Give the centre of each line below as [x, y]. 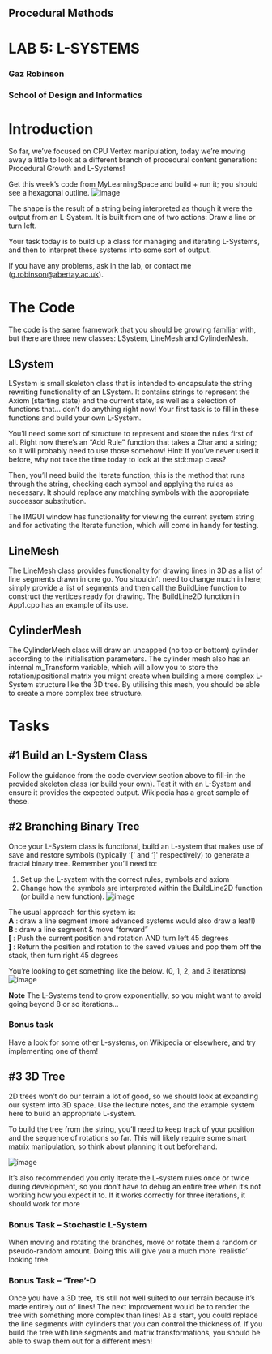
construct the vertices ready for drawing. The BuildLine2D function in [124, 596]
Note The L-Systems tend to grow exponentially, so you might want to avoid [135, 995]
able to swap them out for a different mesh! [81, 1341]
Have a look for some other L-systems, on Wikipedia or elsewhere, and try [132, 1042]
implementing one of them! [53, 1051]
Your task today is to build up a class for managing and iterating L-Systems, [134, 242]
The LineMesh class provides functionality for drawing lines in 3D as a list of [136, 570]
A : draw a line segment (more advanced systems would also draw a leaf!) [132, 921]
